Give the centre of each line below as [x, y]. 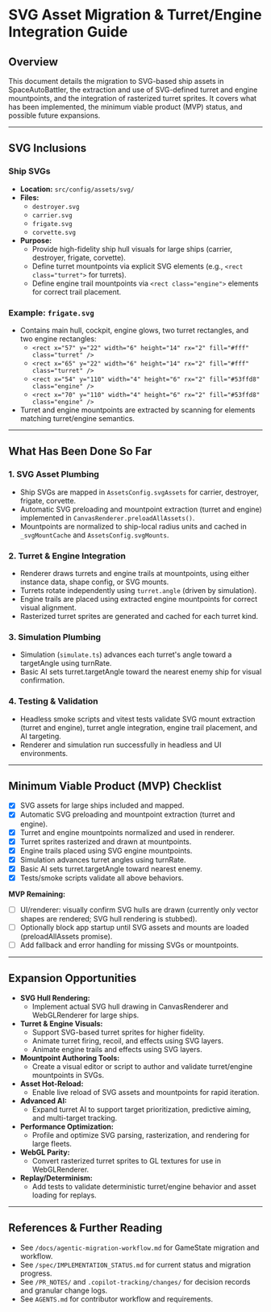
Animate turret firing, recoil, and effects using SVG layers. [128, 1040]
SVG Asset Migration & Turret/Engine [135, 15]
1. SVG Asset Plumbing [54, 474]
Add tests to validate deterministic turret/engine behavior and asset [144, 1186]
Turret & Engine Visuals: [61, 1023]
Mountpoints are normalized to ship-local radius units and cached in [133, 526]
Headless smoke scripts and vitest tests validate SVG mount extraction [138, 719]
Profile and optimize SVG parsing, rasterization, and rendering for [141, 1134]
